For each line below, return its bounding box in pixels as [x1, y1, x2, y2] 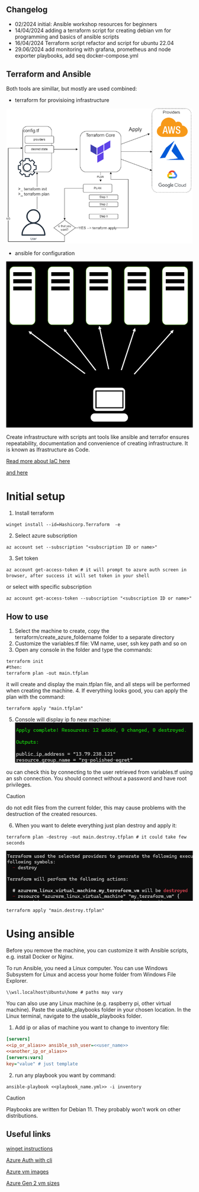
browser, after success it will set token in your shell [6, 573, 150, 579]
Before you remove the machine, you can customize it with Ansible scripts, [6, 946, 188, 954]
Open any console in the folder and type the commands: [14, 646, 153, 653]
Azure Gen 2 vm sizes [6, 1180, 60, 1187]
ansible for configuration [14, 249, 75, 257]
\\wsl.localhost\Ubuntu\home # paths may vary [6, 989, 123, 995]
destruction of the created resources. [6, 811, 98, 818]
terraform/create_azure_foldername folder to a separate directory [14, 633, 175, 640]
